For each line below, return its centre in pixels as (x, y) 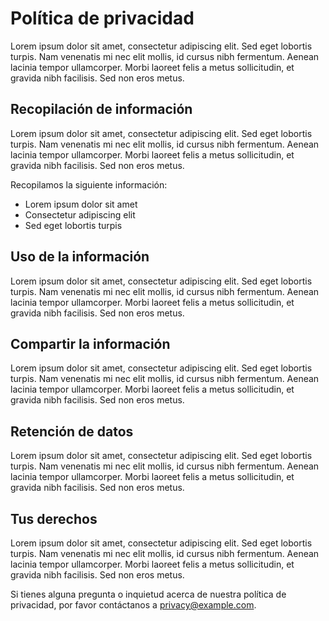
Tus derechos (54, 518)
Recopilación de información (101, 109)
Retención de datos (72, 431)
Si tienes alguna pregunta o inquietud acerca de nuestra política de (148, 594)
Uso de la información (80, 257)
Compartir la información (90, 343)
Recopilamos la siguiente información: (89, 184)
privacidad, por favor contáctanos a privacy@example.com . (133, 605)
